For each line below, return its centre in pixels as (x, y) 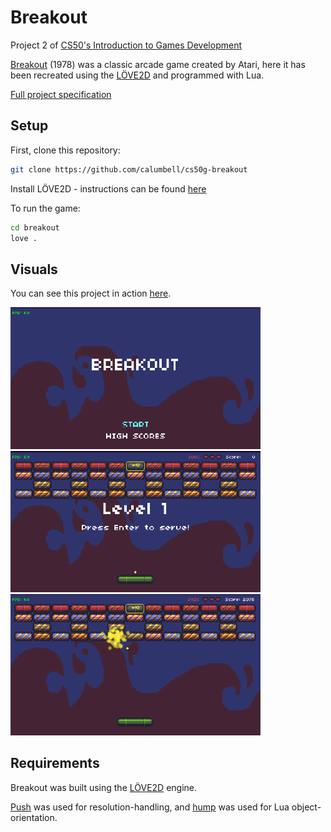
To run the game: (45, 208)
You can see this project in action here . (91, 293)
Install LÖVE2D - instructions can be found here (108, 188)
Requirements (55, 763)
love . (24, 238)
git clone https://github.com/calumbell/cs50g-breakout (129, 169)
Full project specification (61, 94)
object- (306, 807)
